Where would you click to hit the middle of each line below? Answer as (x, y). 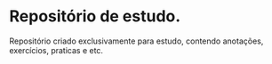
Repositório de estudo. (95, 16)
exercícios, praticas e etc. (56, 50)
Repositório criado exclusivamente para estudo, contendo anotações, (136, 41)
